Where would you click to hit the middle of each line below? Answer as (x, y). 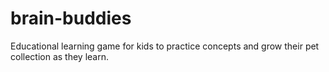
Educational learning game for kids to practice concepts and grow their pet (165, 46)
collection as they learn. (59, 56)
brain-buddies (71, 18)
